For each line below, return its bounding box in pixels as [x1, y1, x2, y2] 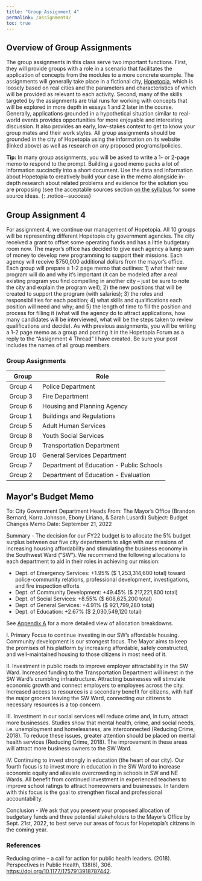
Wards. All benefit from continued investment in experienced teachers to [6, 776, 187, 783]
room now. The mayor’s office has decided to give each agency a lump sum [6, 245, 194, 252]
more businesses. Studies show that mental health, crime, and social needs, [6, 719, 195, 726]
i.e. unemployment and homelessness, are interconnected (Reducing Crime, [6, 726, 195, 733]
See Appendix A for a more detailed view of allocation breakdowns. [6, 620, 174, 627]
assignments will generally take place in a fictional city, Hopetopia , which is [6, 78, 194, 85]
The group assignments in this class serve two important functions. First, [6, 59, 188, 66]
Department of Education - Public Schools [42, 461, 163, 469]
